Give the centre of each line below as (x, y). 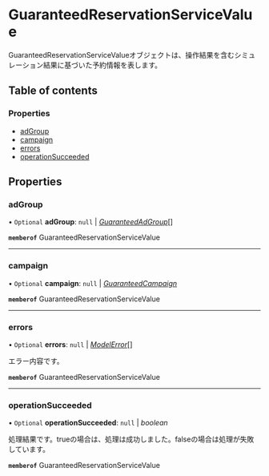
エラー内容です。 (36, 361)
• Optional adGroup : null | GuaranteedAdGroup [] (91, 222)
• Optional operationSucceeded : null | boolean (88, 423)
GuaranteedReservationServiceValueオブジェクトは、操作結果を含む (121, 54)
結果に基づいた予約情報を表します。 (102, 65)
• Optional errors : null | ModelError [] (70, 344)
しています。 (29, 450)
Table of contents (53, 91)
